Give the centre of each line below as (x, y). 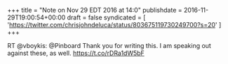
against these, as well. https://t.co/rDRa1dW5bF (76, 53)
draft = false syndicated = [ (106, 17)
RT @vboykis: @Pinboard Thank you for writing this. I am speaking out (109, 46)
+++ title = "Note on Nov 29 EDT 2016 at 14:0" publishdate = (95, 10)
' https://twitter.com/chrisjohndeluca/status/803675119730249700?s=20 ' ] (114, 25)
